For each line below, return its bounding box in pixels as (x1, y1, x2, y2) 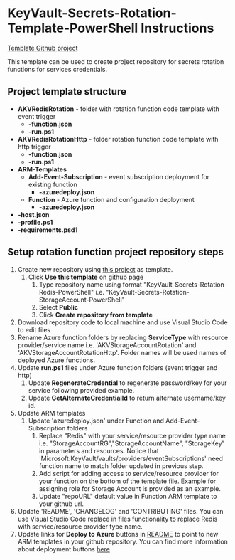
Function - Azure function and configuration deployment (28, 195, 195, 204)
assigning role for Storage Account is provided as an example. (38, 484, 222, 492)
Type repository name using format (38, 280, 142, 289)
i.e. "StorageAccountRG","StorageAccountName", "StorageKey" (38, 439, 225, 448)
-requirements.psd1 (17, 226, 78, 234)
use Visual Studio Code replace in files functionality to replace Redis (17, 514, 218, 523)
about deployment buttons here (17, 544, 110, 553)
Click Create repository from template (38, 310, 153, 319)
